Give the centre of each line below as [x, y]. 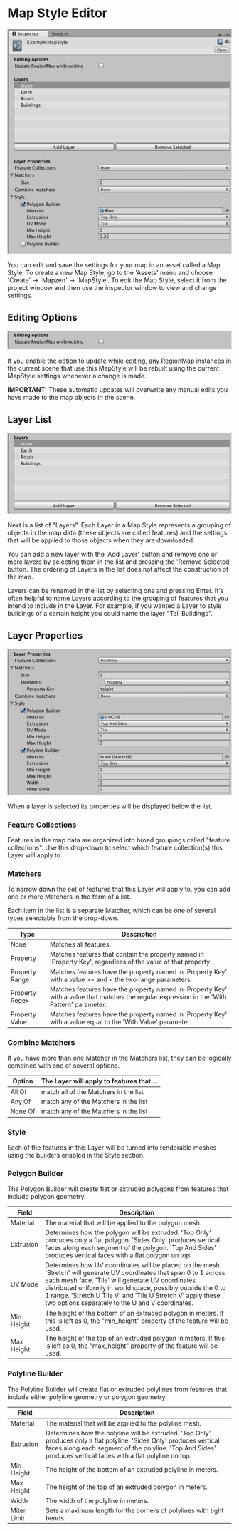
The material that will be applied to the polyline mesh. [123, 1423]
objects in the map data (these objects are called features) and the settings [117, 533]
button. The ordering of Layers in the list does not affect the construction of [118, 569]
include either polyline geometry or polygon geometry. [87, 1397]
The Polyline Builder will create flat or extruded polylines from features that [117, 1389]
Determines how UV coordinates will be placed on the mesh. [133, 1265]
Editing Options [42, 318]
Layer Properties [45, 636]
